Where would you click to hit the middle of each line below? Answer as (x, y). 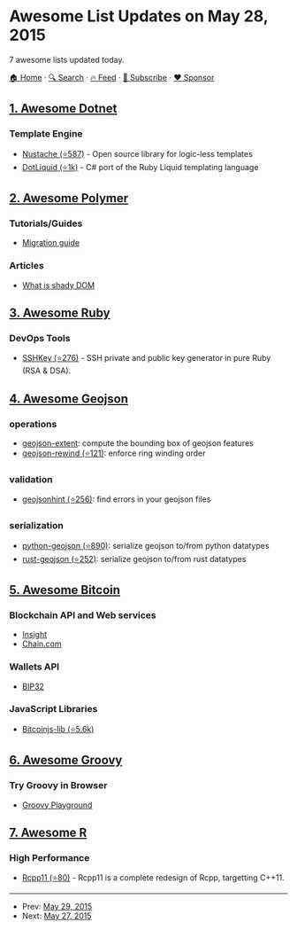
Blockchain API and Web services (83, 615)
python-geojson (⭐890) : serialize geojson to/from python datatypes (145, 545)
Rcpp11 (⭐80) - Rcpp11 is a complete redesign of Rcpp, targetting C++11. (153, 878)
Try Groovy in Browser (58, 785)
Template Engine (46, 134)
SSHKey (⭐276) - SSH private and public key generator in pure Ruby (146, 358)
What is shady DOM (58, 285)
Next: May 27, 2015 (57, 916)
